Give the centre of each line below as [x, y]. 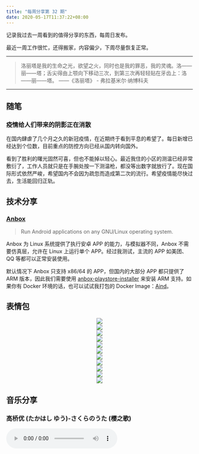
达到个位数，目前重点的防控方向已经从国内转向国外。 [76, 146]
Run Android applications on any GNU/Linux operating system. [97, 231]
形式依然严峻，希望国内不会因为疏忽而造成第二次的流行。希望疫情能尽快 [99, 174]
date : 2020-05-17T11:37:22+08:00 [47, 17]
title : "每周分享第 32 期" [37, 12]
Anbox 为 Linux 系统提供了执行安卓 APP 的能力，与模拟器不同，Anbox [92, 244]
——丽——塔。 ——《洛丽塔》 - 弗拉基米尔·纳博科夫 [85, 80]
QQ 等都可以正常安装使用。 [39, 258]
